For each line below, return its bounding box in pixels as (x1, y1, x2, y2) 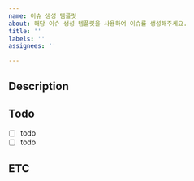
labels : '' (8, 34, 45, 43)
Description (8, 79, 69, 93)
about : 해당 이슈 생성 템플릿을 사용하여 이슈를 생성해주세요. (8, 19, 188, 28)
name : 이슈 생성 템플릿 (8, 11, 77, 20)
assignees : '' (8, 42, 57, 50)
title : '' (8, 27, 42, 35)
